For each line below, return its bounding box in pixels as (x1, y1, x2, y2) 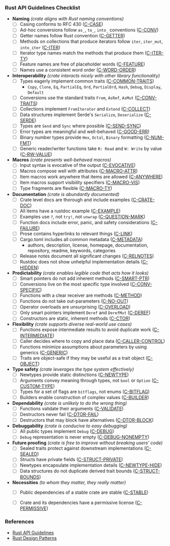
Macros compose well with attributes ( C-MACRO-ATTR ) (19, 168, 138, 174)
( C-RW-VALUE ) (19, 151, 52, 158)
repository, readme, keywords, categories (27, 247, 116, 253)
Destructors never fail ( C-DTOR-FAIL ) (19, 411, 99, 418)
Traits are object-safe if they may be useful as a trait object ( (19, 355, 148, 361)
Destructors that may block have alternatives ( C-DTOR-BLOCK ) (19, 417, 154, 423)
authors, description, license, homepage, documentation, (27, 242, 148, 248)
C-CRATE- (132, 196, 155, 203)
